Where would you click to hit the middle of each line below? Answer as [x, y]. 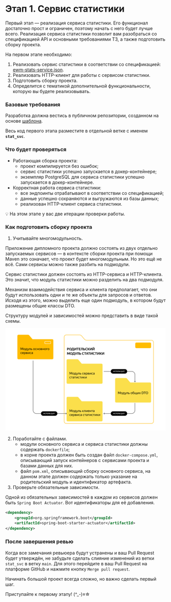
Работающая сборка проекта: [45, 160]
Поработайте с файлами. [40, 439]
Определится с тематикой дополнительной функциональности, [82, 86]
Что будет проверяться [36, 150]
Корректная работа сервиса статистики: [57, 188]
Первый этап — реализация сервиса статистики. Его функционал [77, 23]
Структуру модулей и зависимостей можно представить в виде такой [82, 316]
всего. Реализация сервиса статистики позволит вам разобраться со [81, 34]
